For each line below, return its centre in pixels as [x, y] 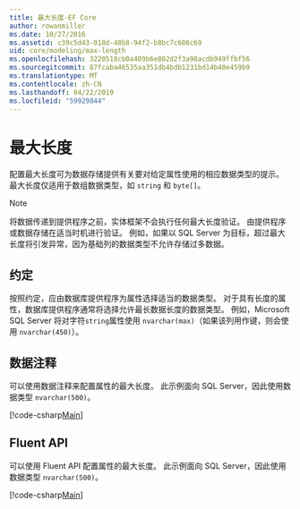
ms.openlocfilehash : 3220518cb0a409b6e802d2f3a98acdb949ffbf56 [130, 59]
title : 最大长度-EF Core [53, 17]
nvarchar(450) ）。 [51, 332]
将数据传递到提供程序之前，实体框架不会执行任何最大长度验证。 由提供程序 [148, 222]
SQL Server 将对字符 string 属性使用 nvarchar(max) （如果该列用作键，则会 [146, 321]
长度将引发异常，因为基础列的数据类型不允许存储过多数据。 [119, 244]
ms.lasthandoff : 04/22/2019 [62, 92]
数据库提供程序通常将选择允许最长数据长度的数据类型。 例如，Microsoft [157, 310]
